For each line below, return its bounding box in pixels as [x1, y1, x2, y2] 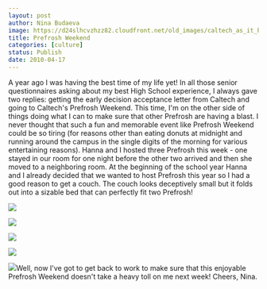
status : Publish [8, 48, 62, 56]
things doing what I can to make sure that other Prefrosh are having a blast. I [8, 111, 259, 121]
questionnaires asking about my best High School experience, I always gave [8, 86, 258, 95]
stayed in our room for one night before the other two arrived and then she [8, 153, 253, 163]
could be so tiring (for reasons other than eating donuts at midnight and [8, 128, 242, 137]
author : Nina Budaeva [8, 19, 80, 27]
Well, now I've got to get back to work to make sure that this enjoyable [16, 263, 246, 272]
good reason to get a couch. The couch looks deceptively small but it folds [8, 179, 253, 188]
